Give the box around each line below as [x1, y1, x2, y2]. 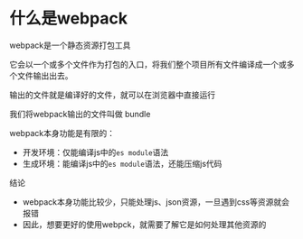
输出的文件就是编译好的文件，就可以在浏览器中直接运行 [9, 89, 215, 100]
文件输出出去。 [16, 69, 73, 81]
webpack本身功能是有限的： [9, 127, 116, 138]
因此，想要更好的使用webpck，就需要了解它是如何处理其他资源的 [22, 218, 267, 230]
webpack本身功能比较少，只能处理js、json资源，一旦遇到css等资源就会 [22, 196, 289, 207]
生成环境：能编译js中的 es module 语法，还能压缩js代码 [22, 158, 223, 169]
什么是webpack [9, 8, 128, 29]
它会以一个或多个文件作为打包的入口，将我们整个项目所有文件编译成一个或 [9, 59, 287, 69]
